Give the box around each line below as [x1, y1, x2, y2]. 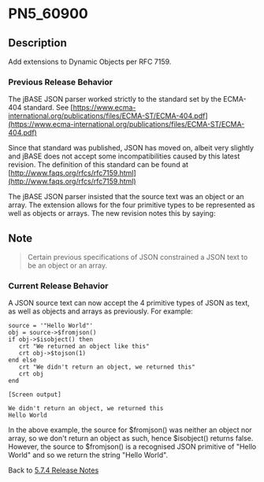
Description [8, 36, 67, 50]
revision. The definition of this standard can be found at [8, 160, 189, 169]
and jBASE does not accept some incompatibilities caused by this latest [8, 151, 240, 161]
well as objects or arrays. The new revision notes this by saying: [8, 209, 216, 218]
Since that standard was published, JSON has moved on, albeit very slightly [8, 143, 255, 153]
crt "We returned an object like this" [18, 343, 150, 350]
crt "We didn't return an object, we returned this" [18, 363, 195, 371]
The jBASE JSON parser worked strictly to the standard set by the [8, 95, 222, 104]
